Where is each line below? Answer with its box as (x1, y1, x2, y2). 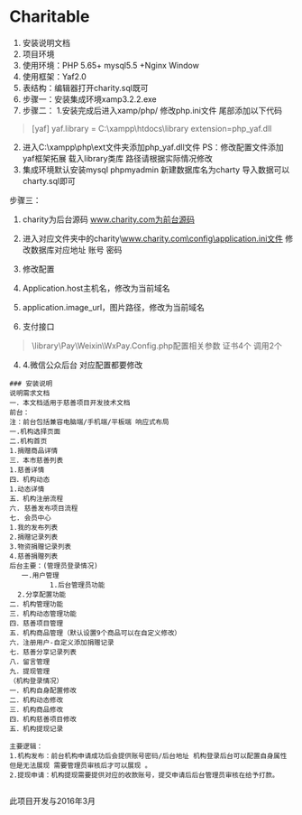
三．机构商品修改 (9, 705, 64, 714)
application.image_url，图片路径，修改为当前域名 (22, 301, 206, 312)
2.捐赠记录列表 (9, 533, 59, 542)
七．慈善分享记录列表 (9, 647, 77, 656)
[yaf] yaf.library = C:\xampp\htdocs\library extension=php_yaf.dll (31, 123, 272, 134)
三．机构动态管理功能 (9, 609, 77, 618)
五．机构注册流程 (9, 494, 64, 503)
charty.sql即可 (22, 175, 76, 186)
